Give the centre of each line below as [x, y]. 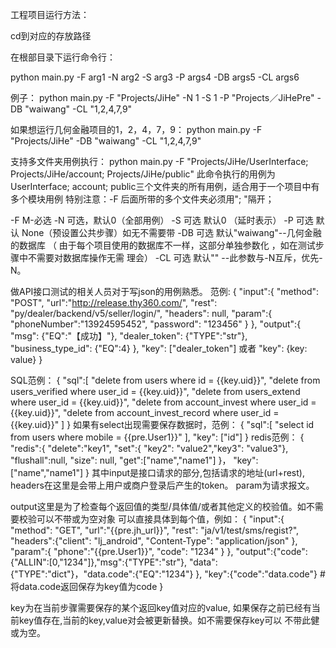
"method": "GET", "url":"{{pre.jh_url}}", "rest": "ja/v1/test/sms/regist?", [155, 530]
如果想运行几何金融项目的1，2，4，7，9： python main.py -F [136, 129]
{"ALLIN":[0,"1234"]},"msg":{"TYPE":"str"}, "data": [114, 562]
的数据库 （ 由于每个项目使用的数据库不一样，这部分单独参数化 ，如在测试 [163, 245]
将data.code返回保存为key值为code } [87, 586]
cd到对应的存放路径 [51, 36]
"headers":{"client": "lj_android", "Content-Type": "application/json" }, [154, 541]
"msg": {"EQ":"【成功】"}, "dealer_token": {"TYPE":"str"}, [129, 336]
